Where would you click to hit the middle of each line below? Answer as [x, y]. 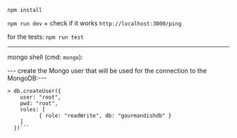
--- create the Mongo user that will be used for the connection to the [107, 71]
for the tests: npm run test [46, 37]
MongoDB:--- [27, 78]
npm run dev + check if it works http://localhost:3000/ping [95, 23]
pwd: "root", [39, 103]
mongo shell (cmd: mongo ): [45, 57]
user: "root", [41, 97]
